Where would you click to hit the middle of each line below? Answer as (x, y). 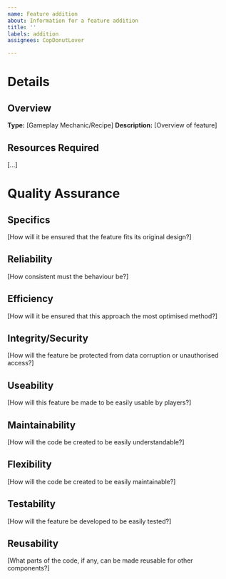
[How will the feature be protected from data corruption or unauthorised (113, 355)
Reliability (30, 260)
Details (29, 82)
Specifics (29, 220)
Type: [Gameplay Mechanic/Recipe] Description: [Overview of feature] (112, 125)
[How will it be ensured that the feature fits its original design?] (99, 236)
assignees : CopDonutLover (46, 41)
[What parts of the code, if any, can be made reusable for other (101, 560)
